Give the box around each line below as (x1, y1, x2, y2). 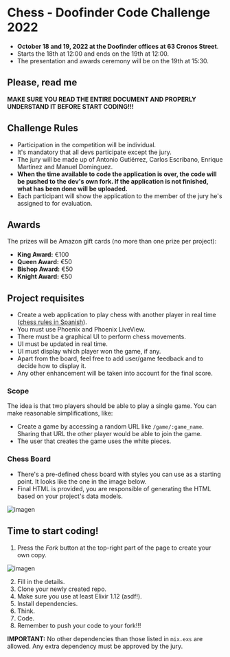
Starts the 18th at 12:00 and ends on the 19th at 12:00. (16, 50, 170, 58)
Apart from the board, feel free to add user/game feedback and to (16, 354, 204, 363)
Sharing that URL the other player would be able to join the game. (16, 430, 203, 438)
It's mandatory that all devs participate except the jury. (16, 148, 172, 156)
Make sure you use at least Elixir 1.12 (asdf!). (16, 592, 142, 600)
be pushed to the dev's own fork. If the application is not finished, (16, 177, 209, 185)
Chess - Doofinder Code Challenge (7, 5, 211, 21)
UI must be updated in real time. (16, 340, 108, 348)
